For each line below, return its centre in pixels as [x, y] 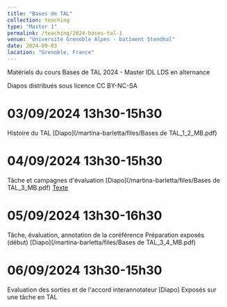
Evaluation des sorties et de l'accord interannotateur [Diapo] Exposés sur [112, 290]
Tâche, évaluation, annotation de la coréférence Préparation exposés [106, 235]
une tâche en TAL [32, 297]
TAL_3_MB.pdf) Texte [38, 188]
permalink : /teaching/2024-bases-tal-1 [65, 33]
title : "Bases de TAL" [40, 14]
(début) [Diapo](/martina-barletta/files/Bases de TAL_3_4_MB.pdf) [102, 242]
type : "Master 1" [32, 26]
